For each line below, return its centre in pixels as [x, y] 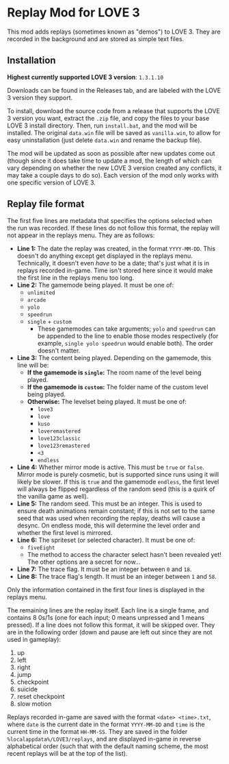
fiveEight [41, 548]
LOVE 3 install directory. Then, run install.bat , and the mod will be [102, 126]
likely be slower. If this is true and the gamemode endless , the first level [118, 481]
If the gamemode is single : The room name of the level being [114, 372]
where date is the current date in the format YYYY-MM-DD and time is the [106, 724]
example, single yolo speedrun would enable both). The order [125, 343]
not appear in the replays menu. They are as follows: [81, 235]
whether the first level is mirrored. [65, 532]
